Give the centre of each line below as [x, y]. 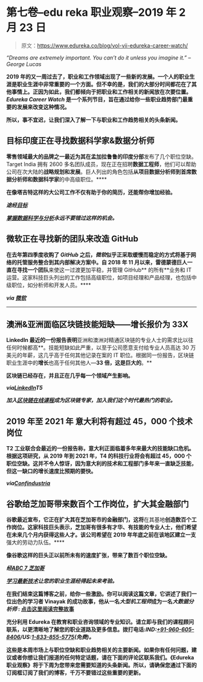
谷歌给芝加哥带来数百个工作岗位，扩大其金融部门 [98, 504]
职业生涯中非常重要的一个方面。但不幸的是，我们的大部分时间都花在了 [104, 84]
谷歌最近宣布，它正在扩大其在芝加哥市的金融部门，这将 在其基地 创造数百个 [99, 520]
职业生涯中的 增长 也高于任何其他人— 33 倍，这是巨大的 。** [79, 363]
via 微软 [16, 298]
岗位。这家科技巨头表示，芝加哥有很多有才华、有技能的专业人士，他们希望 [104, 527]
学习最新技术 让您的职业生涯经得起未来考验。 [62, 581]
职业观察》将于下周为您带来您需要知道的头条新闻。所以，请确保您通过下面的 [101, 665]
